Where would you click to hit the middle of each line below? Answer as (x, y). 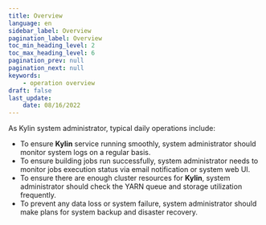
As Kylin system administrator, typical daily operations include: (112, 129)
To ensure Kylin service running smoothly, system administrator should (138, 144)
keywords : (25, 76)
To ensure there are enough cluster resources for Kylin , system (125, 178)
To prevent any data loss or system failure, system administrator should (138, 204)
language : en (30, 23)
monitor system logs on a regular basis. (85, 153)
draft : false (30, 90)
